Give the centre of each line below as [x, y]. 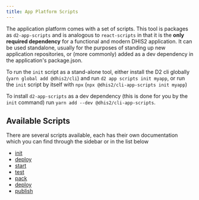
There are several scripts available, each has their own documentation [92, 135]
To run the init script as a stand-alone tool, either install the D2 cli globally [98, 71]
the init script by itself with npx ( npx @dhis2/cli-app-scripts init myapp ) [97, 85]
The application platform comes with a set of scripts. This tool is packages [97, 29]
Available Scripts [38, 121]
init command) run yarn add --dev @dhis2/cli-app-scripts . [81, 102]
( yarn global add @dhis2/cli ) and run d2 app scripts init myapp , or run [96, 78]
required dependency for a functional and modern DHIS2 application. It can [99, 41]
